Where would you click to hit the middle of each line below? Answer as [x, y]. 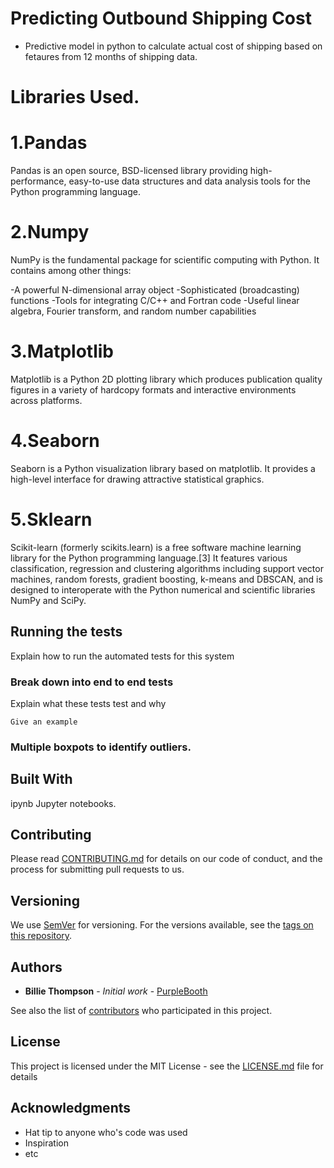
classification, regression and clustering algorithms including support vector [167, 568]
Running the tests [66, 632]
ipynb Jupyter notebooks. [63, 803]
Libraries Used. [75, 97]
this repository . [41, 936]
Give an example [44, 722]
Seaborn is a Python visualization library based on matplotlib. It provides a [163, 468]
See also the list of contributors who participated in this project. [141, 1011]
